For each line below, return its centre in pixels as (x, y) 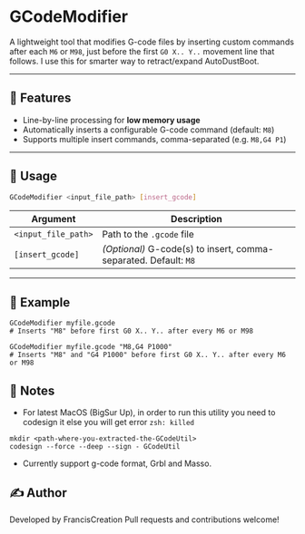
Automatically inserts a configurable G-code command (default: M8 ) (148, 130)
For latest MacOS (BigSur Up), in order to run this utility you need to (149, 413)
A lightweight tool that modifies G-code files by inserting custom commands (152, 42)
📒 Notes (32, 390)
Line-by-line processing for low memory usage (112, 120)
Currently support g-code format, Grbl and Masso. (117, 463)
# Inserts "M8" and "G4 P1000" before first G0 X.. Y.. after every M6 (148, 355)
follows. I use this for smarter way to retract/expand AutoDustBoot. (134, 61)
